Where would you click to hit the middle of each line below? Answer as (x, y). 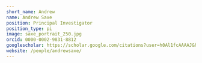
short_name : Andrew (31, 12)
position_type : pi (29, 28)
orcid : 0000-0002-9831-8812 (41, 40)
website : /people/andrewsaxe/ (44, 51)
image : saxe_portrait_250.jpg (44, 34)
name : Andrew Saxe (29, 17)
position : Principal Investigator (50, 23)
